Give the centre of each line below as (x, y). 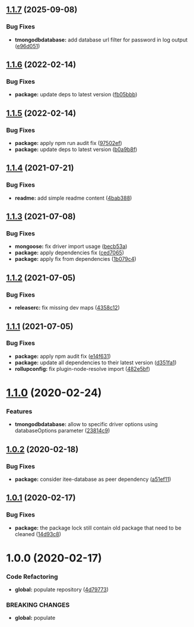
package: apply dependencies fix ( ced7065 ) (69, 253)
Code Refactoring (32, 576)
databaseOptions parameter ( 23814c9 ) (62, 431)
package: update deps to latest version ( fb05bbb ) (76, 94)
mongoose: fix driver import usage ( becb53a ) (71, 247)
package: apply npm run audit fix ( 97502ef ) (69, 143)
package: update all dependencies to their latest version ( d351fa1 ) (96, 363)
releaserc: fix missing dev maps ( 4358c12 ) (67, 308)
